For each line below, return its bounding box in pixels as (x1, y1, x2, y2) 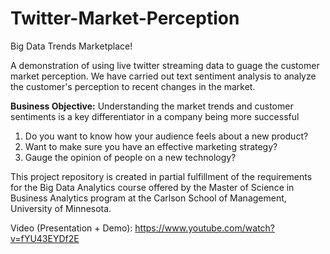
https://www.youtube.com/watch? (134, 222, 276, 234)
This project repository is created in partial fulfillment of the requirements (10, 170, 313, 182)
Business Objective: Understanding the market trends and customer (10, 100, 294, 112)
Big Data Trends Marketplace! (10, 40, 133, 52)
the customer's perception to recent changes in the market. (10, 80, 256, 92)
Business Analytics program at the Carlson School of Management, (10, 192, 287, 204)
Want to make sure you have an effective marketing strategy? (24, 140, 278, 152)
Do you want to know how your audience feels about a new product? (24, 130, 309, 142)
